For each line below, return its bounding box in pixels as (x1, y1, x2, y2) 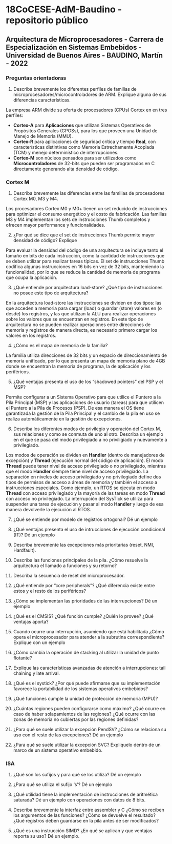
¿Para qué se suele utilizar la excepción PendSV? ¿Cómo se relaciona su (13, 727, 166, 733)
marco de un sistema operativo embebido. (13, 747, 103, 753)
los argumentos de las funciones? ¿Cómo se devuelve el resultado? (13, 812, 156, 818)
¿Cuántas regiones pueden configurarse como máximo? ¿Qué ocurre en (13, 706, 166, 712)
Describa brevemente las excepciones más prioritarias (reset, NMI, (13, 542, 155, 548)
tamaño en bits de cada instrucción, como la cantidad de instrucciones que (6, 253, 165, 259)
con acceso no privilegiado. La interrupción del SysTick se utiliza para (6, 496, 154, 502)
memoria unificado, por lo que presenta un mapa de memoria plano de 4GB (6, 358, 165, 364)
